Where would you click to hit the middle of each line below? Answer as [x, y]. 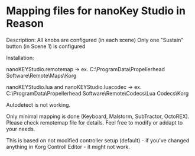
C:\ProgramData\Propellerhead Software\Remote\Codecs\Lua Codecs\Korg [97, 93]
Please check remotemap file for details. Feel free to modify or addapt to [95, 122]
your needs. [21, 129]
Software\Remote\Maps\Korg [41, 75]
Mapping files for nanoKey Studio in [96, 11]
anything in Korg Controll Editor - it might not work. [68, 147]
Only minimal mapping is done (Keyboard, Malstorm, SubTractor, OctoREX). [98, 116]
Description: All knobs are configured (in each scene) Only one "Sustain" [95, 40]
